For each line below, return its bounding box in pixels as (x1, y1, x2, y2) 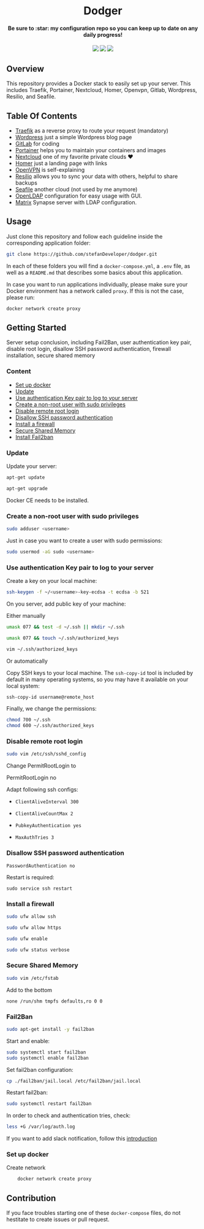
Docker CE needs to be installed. (6, 496, 89, 504)
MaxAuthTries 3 (15, 834, 55, 841)
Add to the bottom (6, 986, 53, 993)
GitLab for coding (15, 140, 60, 147)
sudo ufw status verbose (6, 947, 70, 953)
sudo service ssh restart (6, 885, 72, 892)
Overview (6, 63, 45, 74)
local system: (6, 682, 40, 690)
